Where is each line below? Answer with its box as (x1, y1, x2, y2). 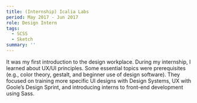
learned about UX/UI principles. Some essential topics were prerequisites (6, 64, 186, 71)
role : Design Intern (6, 20, 58, 26)
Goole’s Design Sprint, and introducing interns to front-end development (6, 83, 183, 90)
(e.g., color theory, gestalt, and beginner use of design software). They (6, 71, 180, 78)
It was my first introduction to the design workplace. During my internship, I (6, 58, 191, 65)
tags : (6, 25, 20, 32)
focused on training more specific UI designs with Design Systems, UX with (6, 77, 192, 84)
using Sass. (6, 90, 35, 97)
